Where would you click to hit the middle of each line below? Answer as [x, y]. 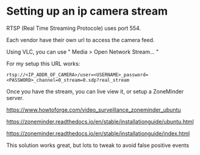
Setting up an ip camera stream [87, 11]
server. [15, 98]
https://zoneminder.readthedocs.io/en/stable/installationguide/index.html [98, 133]
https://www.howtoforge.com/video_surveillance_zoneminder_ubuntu [94, 110]
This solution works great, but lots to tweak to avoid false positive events [98, 145]
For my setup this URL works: [43, 63]
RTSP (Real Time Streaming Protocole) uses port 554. [74, 28]
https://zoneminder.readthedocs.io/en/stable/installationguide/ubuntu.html [100, 121]
